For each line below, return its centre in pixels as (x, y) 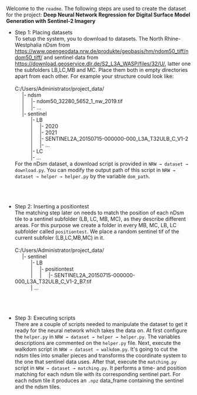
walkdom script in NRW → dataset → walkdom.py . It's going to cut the (96, 349)
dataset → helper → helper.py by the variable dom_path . (82, 176)
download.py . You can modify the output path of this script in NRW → (95, 170)
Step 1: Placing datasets (44, 32)
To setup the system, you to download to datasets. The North (89, 39)
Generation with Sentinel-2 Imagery (51, 21)
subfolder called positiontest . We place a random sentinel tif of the (97, 231)
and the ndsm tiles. (38, 387)
